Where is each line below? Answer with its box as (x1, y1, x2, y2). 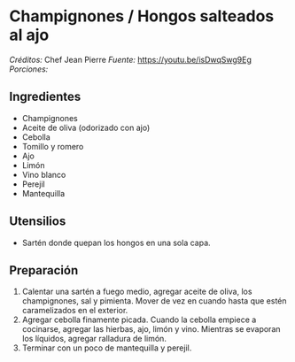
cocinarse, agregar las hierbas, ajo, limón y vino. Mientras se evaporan (21, 324, 281, 335)
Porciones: (9, 64, 49, 74)
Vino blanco (21, 169, 66, 180)
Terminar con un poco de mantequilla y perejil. (21, 343, 192, 353)
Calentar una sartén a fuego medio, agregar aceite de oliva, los (21, 286, 252, 297)
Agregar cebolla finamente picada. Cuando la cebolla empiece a (21, 314, 257, 325)
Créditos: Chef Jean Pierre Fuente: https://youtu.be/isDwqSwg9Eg (9, 54, 252, 65)
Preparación (9, 263, 79, 278)
